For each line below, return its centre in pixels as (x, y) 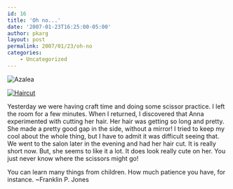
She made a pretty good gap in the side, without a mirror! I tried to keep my (116, 128)
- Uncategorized (44, 59)
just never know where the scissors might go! (73, 158)
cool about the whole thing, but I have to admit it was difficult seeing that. (113, 136)
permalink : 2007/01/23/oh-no (50, 46)
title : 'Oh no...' (34, 20)
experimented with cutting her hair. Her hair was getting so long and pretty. (116, 121)
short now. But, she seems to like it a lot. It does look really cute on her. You (116, 150)
